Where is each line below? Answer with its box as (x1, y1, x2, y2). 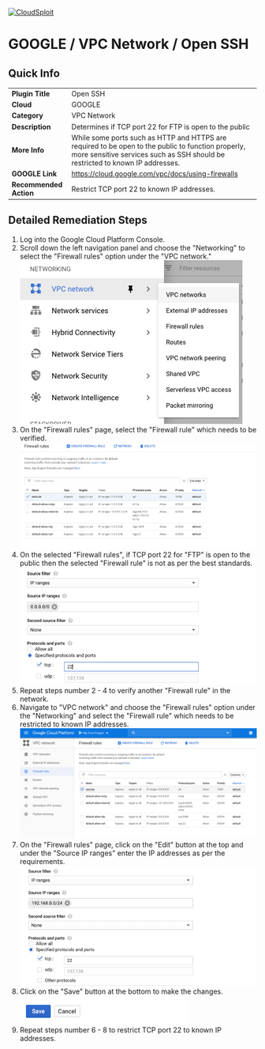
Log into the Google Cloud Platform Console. (19, 234, 166, 244)
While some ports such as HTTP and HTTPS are (71, 133, 227, 142)
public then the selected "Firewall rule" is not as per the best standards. (19, 558, 253, 568)
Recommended (11, 180, 63, 190)
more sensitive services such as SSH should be (71, 149, 226, 159)
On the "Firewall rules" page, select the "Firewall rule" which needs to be (19, 425, 257, 434)
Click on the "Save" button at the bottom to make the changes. (19, 987, 223, 996)
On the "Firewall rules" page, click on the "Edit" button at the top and (19, 840, 244, 849)
